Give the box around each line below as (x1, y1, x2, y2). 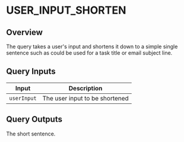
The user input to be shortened (42, 94, 129, 102)
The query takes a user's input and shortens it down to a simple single (6, 43, 178, 50)
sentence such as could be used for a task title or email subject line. (6, 49, 173, 56)
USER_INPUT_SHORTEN (6, 4, 126, 17)
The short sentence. (6, 130, 56, 137)
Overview (6, 27, 43, 37)
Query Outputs (6, 114, 62, 125)
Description (68, 84, 103, 92)
